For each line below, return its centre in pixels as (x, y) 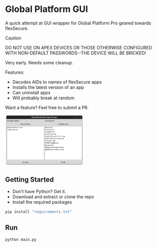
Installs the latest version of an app (48, 87)
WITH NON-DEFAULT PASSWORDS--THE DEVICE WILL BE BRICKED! (76, 53)
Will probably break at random (43, 98)
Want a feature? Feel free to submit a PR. (47, 107)
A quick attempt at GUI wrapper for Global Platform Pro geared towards (78, 23)
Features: (15, 72)
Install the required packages (42, 202)
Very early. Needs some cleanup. (39, 62)
